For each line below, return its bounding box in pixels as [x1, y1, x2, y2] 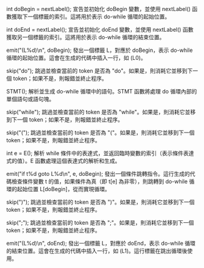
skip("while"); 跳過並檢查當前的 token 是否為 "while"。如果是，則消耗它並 [6, 109, 191, 115]
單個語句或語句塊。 [6, 95, 55, 103]
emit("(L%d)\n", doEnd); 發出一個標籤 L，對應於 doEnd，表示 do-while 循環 [6, 240, 196, 247]
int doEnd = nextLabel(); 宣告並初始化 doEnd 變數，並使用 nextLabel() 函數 [6, 26, 194, 33]
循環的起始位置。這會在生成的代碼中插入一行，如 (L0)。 [6, 54, 146, 61]
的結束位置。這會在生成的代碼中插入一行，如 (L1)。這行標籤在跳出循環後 [6, 247, 188, 255]
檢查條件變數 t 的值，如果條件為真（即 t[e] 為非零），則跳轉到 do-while [11, 178, 188, 185]
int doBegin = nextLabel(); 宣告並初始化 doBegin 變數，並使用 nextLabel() [6, 5, 191, 12]
